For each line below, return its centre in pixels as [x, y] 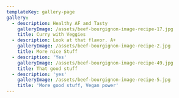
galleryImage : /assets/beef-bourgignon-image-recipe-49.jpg [95, 63]
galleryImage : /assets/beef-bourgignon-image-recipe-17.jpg [95, 29]
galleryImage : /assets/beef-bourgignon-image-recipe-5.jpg [94, 80]
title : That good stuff [48, 68]
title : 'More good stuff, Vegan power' [68, 86]
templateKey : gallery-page [41, 12]
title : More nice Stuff [48, 52]
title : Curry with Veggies [52, 35]
